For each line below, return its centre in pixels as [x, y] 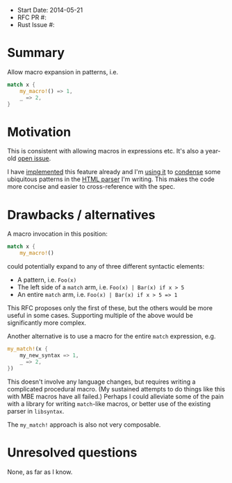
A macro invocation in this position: [57, 234]
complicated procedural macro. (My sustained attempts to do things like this [116, 389]
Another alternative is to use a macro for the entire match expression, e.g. [111, 337]
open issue [34, 158]
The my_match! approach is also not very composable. [84, 424]
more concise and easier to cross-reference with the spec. [91, 187]
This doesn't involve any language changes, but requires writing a [101, 382]
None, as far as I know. [40, 472]
